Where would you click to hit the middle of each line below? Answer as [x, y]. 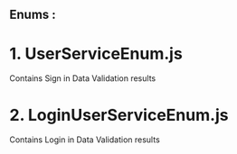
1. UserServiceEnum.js [96, 54]
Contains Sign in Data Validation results [83, 78]
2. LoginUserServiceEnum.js [119, 115]
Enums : [33, 15]
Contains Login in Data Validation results [85, 140]
